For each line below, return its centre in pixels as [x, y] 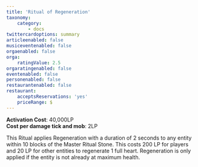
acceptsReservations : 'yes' [52, 97]
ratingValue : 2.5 [39, 63]
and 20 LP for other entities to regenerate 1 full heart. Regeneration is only [99, 151]
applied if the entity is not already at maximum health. [73, 157]
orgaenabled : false [31, 52]
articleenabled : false [35, 40]
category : [30, 23]
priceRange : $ [35, 102]
